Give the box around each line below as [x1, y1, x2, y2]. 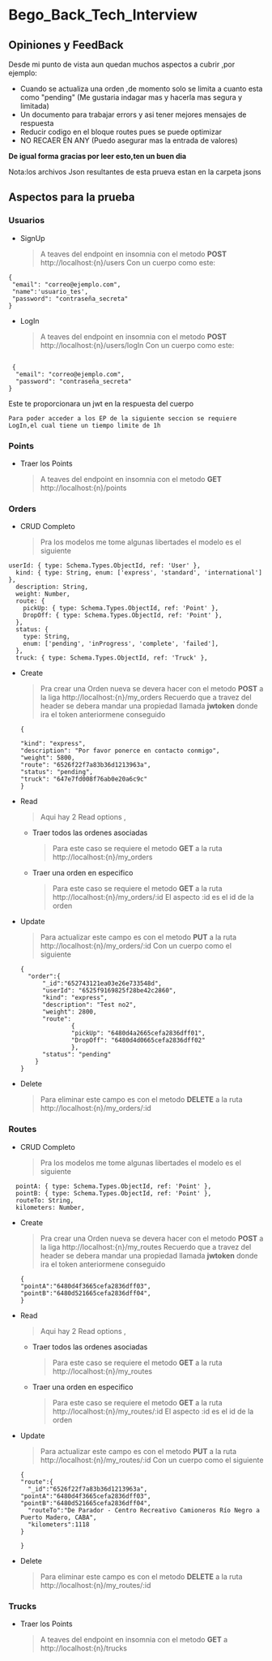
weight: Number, [15, 590, 70, 598]
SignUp [19, 233, 46, 243]
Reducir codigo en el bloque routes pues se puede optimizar [19, 127, 223, 136]
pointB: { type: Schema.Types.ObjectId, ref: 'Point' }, [15, 1189, 212, 1198]
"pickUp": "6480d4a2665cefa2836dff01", [71, 1029, 206, 1038]
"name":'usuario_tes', [11, 287, 89, 295]
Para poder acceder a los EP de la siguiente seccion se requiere [8, 414, 237, 423]
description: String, [15, 583, 89, 592]
